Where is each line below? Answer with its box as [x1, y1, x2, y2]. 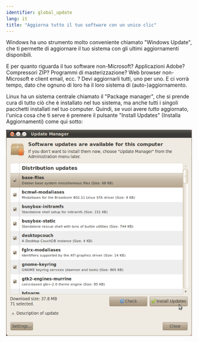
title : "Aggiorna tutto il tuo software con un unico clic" [6, 22, 157, 28]
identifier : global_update [6, 9, 72, 15]
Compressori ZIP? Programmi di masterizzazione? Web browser [6, 69, 161, 76]
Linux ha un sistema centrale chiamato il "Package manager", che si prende [6, 93, 190, 100]
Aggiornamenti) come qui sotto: [6, 118, 84, 125]
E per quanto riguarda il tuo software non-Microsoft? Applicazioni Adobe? [6, 63, 185, 70]
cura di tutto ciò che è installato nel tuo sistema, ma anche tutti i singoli [6, 99, 179, 106]
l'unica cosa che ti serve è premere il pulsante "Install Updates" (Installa [6, 112, 181, 119]
